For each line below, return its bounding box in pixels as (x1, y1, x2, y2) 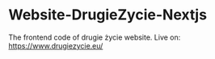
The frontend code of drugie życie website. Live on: (8, 32, 181, 42)
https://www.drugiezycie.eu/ (8, 40, 103, 50)
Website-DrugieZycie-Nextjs (8, 6, 208, 24)
